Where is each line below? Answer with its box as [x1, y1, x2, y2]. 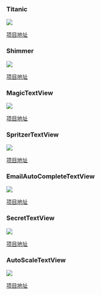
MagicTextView [6, 88, 54, 97]
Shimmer [6, 47, 34, 55]
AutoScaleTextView [6, 256, 66, 264]
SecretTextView [6, 214, 55, 222]
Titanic [6, 5, 28, 13]
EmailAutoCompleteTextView [6, 172, 96, 181]
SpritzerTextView [6, 130, 59, 139]
